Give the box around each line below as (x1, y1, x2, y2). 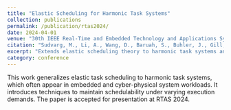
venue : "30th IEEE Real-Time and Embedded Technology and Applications (7, 36, 217, 42)
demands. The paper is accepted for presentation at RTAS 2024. (7, 95, 190, 103)
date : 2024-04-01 (7, 29, 57, 36)
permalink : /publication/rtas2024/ (7, 23, 109, 29)
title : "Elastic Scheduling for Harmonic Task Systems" (7, 10, 170, 17)
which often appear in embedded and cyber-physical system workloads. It (7, 80, 218, 89)
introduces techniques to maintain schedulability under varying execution (7, 87, 215, 96)
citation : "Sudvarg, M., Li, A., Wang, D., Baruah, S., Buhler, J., (7, 42, 208, 49)
